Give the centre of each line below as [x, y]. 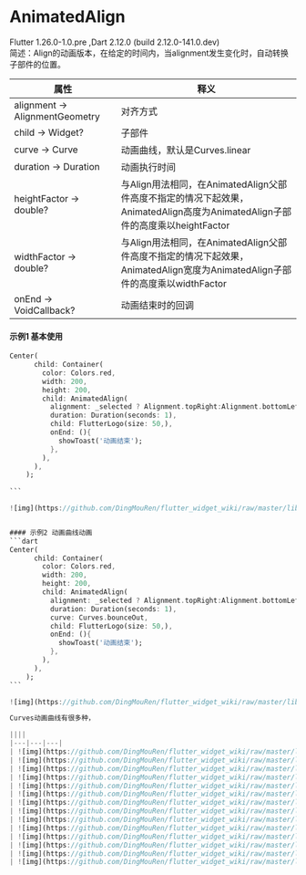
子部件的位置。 [37, 64]
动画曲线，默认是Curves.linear [186, 150]
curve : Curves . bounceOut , [99, 618]
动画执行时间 [148, 167]
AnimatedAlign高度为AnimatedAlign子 [201, 212]
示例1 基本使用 [36, 336]
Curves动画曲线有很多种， [52, 718]
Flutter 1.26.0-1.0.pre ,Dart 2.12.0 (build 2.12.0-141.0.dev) [115, 42]
